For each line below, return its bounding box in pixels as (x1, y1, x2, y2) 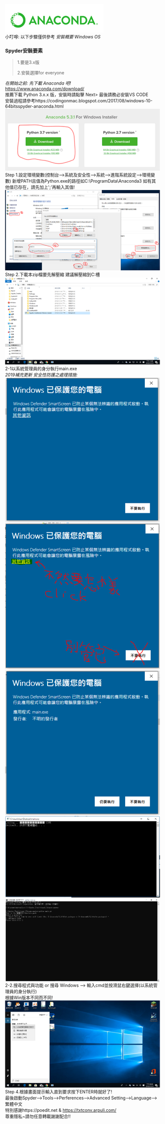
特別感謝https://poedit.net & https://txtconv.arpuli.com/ (5, 1107, 117, 1113)
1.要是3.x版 (17, 60, 40, 65)
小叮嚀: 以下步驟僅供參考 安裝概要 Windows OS (5, 34, 101, 39)
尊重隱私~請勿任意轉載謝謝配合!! (5, 1114, 71, 1120)
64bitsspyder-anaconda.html (5, 103, 64, 109)
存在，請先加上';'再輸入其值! (18, 184, 75, 190)
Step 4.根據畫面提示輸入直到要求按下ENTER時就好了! (5, 1089, 112, 1095)
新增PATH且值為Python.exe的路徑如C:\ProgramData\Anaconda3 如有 (12, 178, 152, 184)
